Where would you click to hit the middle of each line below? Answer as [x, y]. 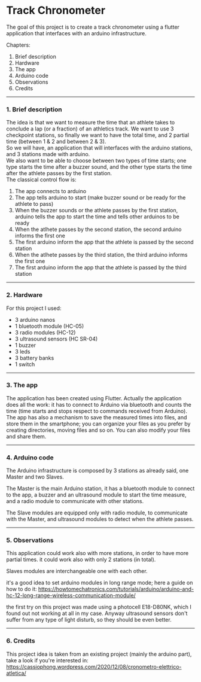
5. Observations [30, 540]
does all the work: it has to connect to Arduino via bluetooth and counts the [99, 404]
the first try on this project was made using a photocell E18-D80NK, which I [99, 607]
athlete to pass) [34, 204]
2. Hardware [25, 295]
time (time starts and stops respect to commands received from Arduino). [97, 411]
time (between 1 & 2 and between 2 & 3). [56, 142]
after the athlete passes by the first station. [59, 173]
